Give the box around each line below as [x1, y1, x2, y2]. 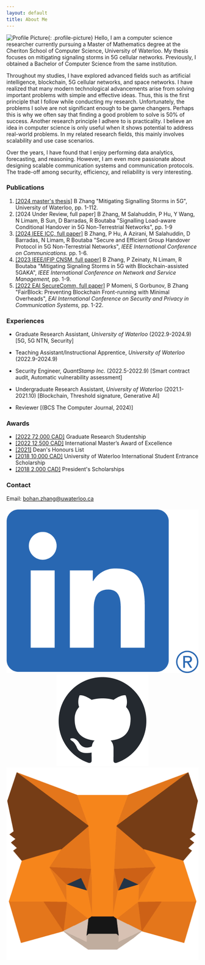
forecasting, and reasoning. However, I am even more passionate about [6, 155, 186, 162]
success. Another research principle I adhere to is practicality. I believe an [6, 117, 192, 125]
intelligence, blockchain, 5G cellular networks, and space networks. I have [6, 78, 193, 86]
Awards [6, 419, 30, 428]
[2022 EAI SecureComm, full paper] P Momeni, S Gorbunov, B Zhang [15, 281, 189, 289]
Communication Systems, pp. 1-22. [15, 301, 104, 308]
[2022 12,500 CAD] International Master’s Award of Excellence [15, 439, 173, 447]
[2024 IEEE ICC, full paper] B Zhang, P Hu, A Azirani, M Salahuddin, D [15, 229, 191, 237]
